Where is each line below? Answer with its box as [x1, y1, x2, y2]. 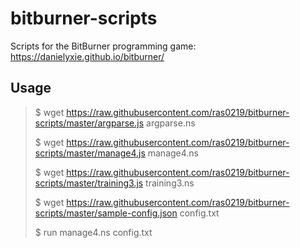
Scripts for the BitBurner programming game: [10, 40, 197, 52]
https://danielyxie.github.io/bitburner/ [10, 50, 165, 62]
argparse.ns [146, 117, 196, 129]
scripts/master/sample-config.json [34, 207, 178, 219]
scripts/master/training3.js [34, 177, 144, 189]
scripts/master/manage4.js [34, 147, 146, 159]
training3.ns [145, 177, 195, 189]
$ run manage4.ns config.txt [34, 226, 153, 238]
